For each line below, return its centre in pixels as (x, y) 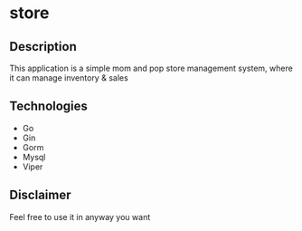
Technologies (49, 106)
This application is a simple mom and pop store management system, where (151, 68)
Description (43, 47)
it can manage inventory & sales (69, 78)
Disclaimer (40, 195)
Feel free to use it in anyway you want (80, 217)
